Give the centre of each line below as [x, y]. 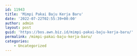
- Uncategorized [30, 46]
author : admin [19, 23]
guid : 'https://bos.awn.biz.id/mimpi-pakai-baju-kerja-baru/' [69, 32]
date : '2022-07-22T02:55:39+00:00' [41, 19]
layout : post [18, 28]
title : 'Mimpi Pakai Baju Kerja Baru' [44, 14]
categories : [17, 41]
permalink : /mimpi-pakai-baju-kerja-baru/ [49, 37]
